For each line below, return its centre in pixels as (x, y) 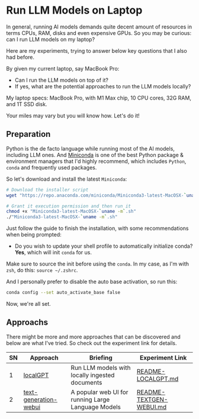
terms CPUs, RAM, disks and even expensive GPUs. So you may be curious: (99, 33)
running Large (90, 399)
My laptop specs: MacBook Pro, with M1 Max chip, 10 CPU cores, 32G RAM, (99, 98)
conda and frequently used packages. (52, 167)
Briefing (101, 357)
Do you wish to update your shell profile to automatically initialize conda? (104, 246)
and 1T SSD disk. (27, 104)
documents (86, 382)
